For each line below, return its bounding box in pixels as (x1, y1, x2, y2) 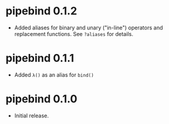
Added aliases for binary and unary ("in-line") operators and (14, 24, 163, 31)
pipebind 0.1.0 (5, 92, 77, 106)
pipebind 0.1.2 (5, 4, 77, 18)
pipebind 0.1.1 (5, 52, 74, 65)
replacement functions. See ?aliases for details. (14, 30, 134, 37)
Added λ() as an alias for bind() (14, 71, 94, 78)
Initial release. (14, 112, 49, 119)
